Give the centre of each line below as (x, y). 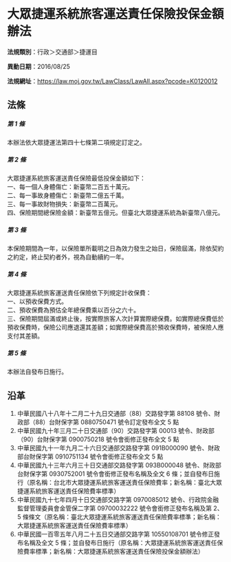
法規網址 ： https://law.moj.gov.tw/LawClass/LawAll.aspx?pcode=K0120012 (112, 81)
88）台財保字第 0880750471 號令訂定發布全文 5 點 (107, 422)
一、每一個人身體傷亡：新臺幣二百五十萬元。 (70, 187)
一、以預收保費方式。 (37, 301)
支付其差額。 (25, 336)
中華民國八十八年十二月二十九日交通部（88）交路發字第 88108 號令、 (115, 413)
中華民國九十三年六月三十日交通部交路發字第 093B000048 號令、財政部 (119, 465)
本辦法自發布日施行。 (37, 372)
